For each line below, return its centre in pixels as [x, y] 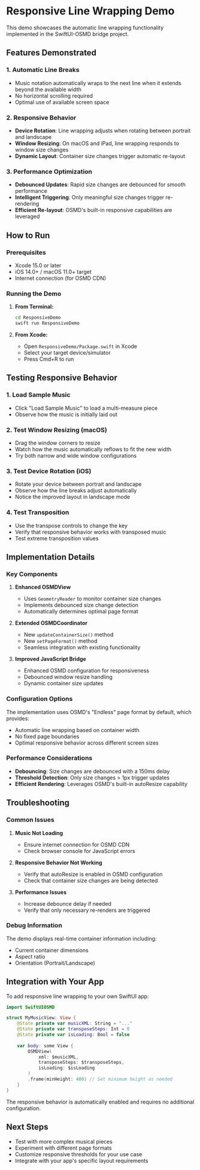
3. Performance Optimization [49, 171]
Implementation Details [51, 557]
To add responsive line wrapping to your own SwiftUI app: [78, 996]
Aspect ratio [30, 956]
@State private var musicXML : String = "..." [75, 1024]
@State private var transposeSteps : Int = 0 [73, 1029]
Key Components [32, 574]
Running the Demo [34, 294]
